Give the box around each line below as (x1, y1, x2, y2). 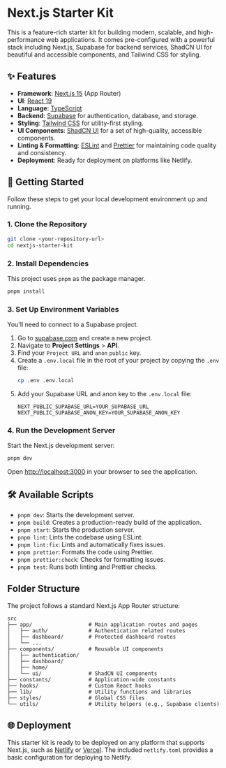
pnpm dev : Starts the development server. (17, 510, 135, 519)
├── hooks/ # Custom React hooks (7, 682, 151, 689)
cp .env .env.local (17, 377, 75, 384)
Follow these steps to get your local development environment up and (7, 194, 208, 203)
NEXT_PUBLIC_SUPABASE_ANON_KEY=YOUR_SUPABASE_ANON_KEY (17, 409, 181, 416)
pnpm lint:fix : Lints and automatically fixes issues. (17, 540, 165, 549)
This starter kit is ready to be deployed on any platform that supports (7, 738, 205, 746)
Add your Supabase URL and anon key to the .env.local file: (17, 389, 193, 398)
